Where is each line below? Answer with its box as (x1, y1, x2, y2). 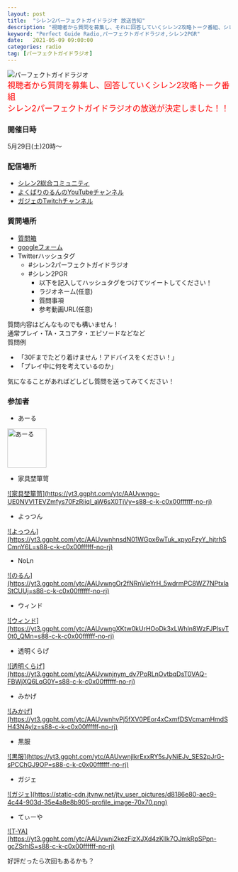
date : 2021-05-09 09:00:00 (7, 37, 93, 44)
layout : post (7, 10, 46, 18)
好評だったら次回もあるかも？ (7, 857, 94, 866)
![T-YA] (7, 827, 28, 836)
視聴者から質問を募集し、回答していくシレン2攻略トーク (7, 80, 222, 90)
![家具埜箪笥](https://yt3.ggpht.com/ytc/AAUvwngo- (7, 490, 161, 498)
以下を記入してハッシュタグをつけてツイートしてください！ (38, 278, 212, 286)
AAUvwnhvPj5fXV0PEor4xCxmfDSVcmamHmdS (86, 715, 228, 723)
